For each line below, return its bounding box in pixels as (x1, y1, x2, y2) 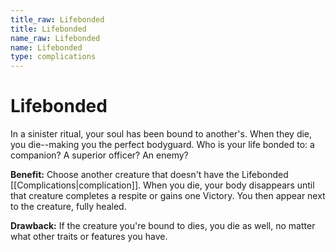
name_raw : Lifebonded (10, 33, 101, 43)
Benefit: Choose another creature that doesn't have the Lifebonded (10, 169, 289, 181)
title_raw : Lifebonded (10, 14, 105, 25)
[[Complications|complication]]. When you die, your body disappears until (10, 179, 315, 191)
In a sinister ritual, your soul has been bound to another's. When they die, (10, 128, 313, 140)
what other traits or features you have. (10, 231, 168, 243)
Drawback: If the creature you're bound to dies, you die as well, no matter (10, 220, 316, 232)
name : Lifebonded (10, 42, 83, 53)
